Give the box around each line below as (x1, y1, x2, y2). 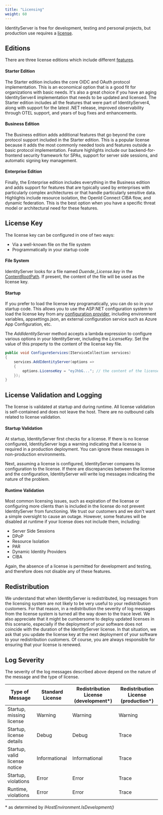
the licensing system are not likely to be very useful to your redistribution (5, 601, 151, 606)
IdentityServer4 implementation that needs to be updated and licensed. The (5, 94, 157, 100)
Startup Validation (5, 425, 43, 431)
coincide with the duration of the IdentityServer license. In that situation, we (5, 626, 157, 632)
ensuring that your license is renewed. (5, 642, 81, 648)
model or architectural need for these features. (5, 205, 98, 211)
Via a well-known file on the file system (12, 241, 91, 247)
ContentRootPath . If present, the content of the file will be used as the (5, 274, 145, 279)
